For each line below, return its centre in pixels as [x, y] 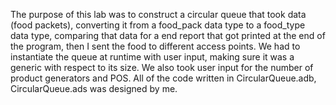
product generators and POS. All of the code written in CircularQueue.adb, [163, 78]
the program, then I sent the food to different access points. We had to [155, 46]
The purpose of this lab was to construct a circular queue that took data [158, 14]
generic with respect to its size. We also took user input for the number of [162, 67]
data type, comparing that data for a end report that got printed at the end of [168, 35]
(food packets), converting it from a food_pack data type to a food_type [158, 25]
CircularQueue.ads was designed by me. [94, 88]
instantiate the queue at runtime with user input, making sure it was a [152, 57]
